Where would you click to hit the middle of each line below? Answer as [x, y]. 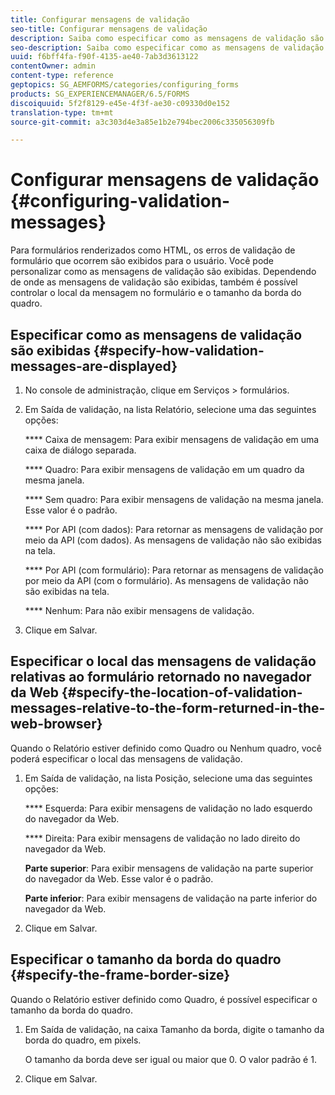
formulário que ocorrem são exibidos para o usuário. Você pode [142, 261]
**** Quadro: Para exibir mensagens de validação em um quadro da [164, 469]
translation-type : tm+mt [62, 112]
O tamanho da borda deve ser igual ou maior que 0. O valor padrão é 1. [170, 1059]
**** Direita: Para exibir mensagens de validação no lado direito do [162, 838]
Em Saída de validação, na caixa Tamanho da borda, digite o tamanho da [174, 1029]
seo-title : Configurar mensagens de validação [109, 29]
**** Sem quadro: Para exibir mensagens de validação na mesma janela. [174, 499]
